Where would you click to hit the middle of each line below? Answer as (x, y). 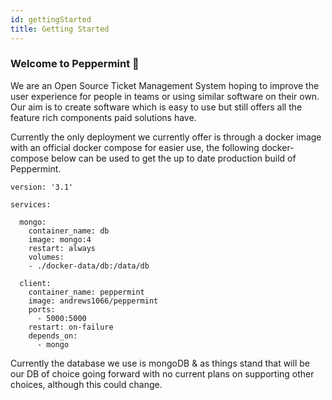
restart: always (62, 248)
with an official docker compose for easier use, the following (135, 147)
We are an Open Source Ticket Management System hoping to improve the (165, 85)
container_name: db (69, 231)
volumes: (46, 257)
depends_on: (53, 336)
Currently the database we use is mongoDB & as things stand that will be (160, 363)
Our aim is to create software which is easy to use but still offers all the (156, 107)
